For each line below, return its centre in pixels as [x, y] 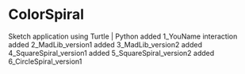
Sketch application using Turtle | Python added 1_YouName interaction [123, 36]
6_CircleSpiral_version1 [45, 61]
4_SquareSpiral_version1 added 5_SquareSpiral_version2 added [111, 53]
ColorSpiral [46, 15]
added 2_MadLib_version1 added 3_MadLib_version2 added [105, 44]
